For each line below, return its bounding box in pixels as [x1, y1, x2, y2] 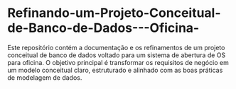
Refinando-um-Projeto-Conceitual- [7, 5, 222, 21]
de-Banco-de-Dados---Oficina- [7, 20, 200, 36]
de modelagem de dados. [7, 73, 82, 82]
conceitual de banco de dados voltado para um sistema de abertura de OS [7, 51, 226, 59]
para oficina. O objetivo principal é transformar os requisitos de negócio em [7, 58, 229, 66]
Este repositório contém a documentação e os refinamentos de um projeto [7, 43, 225, 52]
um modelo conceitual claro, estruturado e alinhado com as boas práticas [7, 66, 223, 74]
